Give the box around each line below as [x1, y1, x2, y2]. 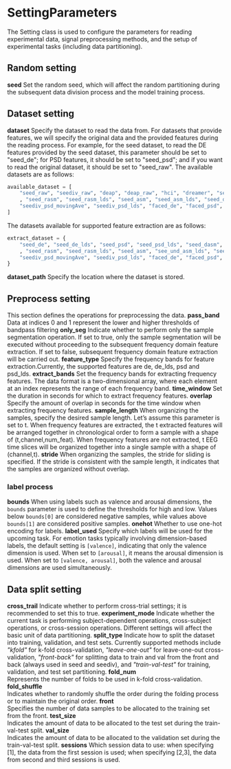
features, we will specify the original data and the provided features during [7, 133, 219, 142]
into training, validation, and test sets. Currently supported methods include [7, 639, 221, 647]
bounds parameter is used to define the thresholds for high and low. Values [7, 505, 218, 513]
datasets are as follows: [7, 170, 74, 178]
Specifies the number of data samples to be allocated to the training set [7, 704, 210, 712]
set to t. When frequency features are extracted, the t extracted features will [7, 421, 223, 429]
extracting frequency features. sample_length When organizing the [7, 407, 199, 415]
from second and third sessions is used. [7, 756, 120, 764]
